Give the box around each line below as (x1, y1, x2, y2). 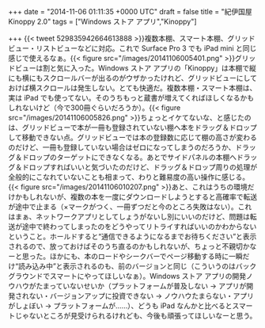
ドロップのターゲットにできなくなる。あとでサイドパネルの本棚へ (21, 153, 237, 162)
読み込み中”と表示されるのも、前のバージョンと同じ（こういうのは (18, 261, 236, 271)
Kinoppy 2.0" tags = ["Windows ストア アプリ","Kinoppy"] (8, 17, 197, 26)
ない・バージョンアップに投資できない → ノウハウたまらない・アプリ (28, 292, 255, 300)
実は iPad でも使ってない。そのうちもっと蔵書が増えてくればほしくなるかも (8, 93, 255, 102)
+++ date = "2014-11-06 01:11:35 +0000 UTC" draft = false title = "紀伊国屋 (8, 7, 252, 16)
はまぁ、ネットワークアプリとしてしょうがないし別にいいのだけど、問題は (8, 212, 251, 221)
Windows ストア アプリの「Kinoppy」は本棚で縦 (97, 63, 257, 73)
